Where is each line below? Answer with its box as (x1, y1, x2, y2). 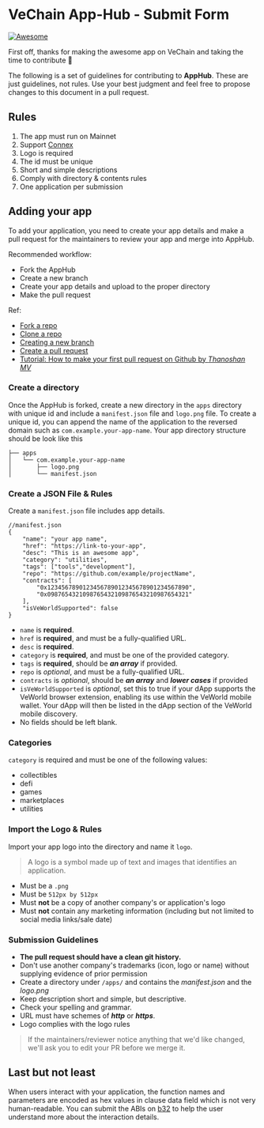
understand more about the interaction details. (8, 1112, 160, 1122)
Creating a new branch (19, 338, 95, 347)
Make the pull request (19, 290, 91, 300)
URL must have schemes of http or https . (19, 1011, 156, 1020)
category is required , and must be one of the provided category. (19, 651, 229, 660)
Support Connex (19, 140, 74, 149)
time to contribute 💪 (8, 55, 73, 65)
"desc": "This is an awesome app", (22, 549, 140, 557)
